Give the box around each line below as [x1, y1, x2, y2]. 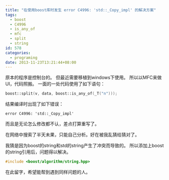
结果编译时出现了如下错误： [5, 101, 64, 107]
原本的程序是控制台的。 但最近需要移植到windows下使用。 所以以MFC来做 [5, 75, 162, 81]
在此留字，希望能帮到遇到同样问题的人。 [5, 169, 90, 175]
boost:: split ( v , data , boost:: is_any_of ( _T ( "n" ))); [5, 91, 117, 96]
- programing [10, 55, 38, 60]
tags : [5, 12, 17, 17]
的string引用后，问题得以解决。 [5, 149, 71, 155]
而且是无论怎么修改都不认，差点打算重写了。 [5, 121, 100, 127]
